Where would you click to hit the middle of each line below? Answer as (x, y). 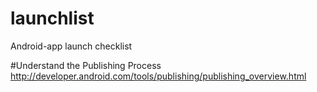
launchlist (52, 18)
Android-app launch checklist (71, 46)
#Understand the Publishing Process (86, 65)
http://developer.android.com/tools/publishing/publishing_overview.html (158, 76)
